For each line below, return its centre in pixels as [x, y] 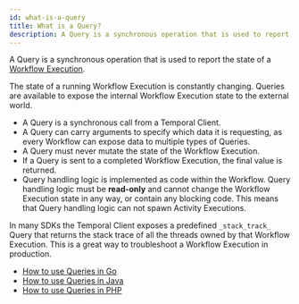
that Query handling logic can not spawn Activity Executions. [134, 208]
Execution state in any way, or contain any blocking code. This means [150, 198]
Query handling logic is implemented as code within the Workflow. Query [156, 180]
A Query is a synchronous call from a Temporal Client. [121, 122]
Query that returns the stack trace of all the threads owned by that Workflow [149, 235]
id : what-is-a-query [48, 17]
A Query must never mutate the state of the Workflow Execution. [141, 151]
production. [30, 254]
